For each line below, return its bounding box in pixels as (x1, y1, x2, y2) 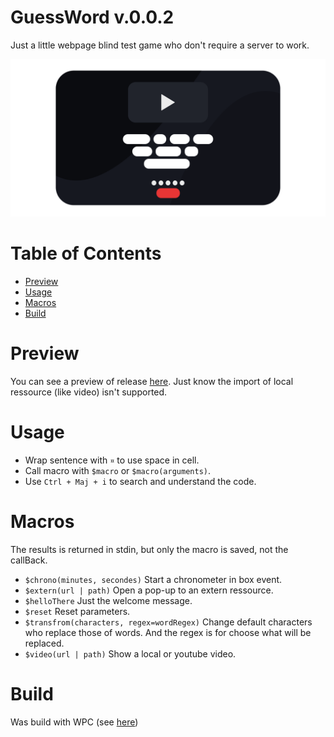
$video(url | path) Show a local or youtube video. (24, 647, 237, 660)
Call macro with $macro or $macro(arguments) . (24, 464, 211, 476)
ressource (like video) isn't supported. (10, 386, 168, 398)
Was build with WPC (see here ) (10, 716, 139, 728)
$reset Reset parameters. (24, 605, 131, 617)
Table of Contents (10, 242, 162, 265)
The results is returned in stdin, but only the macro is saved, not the (10, 543, 289, 555)
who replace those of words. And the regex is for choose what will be (24, 626, 312, 638)
